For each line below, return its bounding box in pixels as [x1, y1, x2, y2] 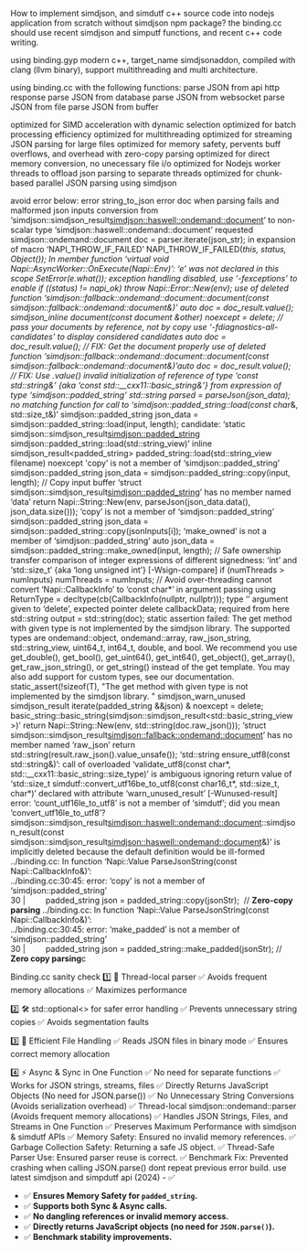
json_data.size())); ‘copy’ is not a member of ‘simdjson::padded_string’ [10, 507, 275, 517]
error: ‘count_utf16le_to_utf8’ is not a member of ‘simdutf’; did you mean [10, 797, 281, 808]
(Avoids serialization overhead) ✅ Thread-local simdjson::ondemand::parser [10, 1101, 297, 1111]
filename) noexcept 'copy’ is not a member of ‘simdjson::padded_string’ [10, 457, 281, 468]
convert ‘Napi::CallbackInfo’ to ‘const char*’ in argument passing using [10, 584, 277, 594]
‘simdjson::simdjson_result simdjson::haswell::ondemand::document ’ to [10, 215, 276, 225]
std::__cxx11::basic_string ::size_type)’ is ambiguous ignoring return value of [10, 768, 292, 779]
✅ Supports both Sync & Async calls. [23, 1201, 168, 1211]
